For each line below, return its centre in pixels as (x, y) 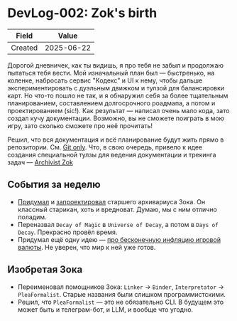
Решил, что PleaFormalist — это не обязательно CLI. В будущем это (121, 302)
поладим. (32, 217)
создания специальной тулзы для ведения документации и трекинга (112, 154)
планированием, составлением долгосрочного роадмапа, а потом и (111, 103)
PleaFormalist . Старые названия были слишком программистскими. (121, 294)
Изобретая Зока (45, 269)
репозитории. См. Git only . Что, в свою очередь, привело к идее (105, 147)
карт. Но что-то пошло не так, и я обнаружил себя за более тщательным (118, 95)
